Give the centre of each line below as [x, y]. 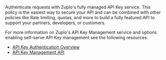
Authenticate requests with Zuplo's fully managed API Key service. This [78, 7]
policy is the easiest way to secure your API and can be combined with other [83, 12]
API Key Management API [38, 52]
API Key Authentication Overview [46, 47]
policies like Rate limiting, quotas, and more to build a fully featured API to [80, 17]
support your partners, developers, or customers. [55, 23]
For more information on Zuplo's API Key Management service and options [81, 32]
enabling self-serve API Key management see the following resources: [77, 37]
